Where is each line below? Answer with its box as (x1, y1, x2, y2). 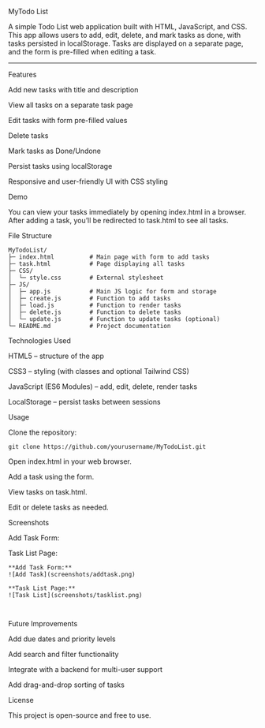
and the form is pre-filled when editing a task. (8, 47, 156, 56)
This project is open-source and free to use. (8, 711, 151, 720)
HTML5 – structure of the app (8, 351, 105, 360)
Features (8, 70, 37, 79)
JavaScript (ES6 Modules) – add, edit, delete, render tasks (8, 382, 198, 391)
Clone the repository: (8, 427, 77, 437)
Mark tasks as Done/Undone (8, 146, 101, 155)
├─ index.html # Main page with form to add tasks (8, 253, 211, 261)
